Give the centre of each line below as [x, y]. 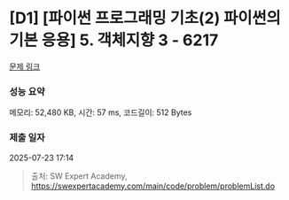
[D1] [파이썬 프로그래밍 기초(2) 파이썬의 [145, 18]
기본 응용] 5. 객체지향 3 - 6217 [114, 40]
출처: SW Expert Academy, [79, 176]
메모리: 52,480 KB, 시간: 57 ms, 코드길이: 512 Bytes [101, 112]
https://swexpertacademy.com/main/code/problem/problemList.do [153, 186]
